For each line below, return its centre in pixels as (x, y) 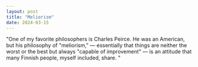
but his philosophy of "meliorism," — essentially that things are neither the (97, 45)
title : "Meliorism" (30, 17)
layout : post (22, 11)
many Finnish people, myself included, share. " (63, 58)
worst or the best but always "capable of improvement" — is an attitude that (99, 52)
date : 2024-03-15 (28, 22)
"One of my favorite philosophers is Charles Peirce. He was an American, (95, 39)
